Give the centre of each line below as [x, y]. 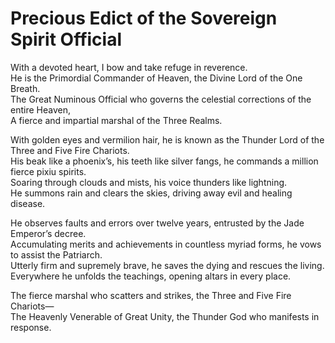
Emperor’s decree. [48, 233]
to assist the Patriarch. [56, 254]
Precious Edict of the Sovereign [144, 18]
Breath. [25, 88]
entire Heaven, [40, 109]
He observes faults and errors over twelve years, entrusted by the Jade [157, 223]
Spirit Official [66, 39]
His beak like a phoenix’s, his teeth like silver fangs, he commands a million [164, 161]
